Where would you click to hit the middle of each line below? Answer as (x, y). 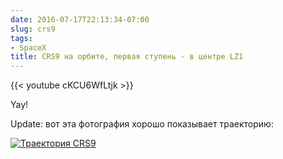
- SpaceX (28, 47)
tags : (21, 38)
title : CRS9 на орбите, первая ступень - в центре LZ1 (127, 57)
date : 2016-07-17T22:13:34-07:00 (80, 19)
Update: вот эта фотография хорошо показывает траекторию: (142, 124)
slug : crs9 (33, 29)
